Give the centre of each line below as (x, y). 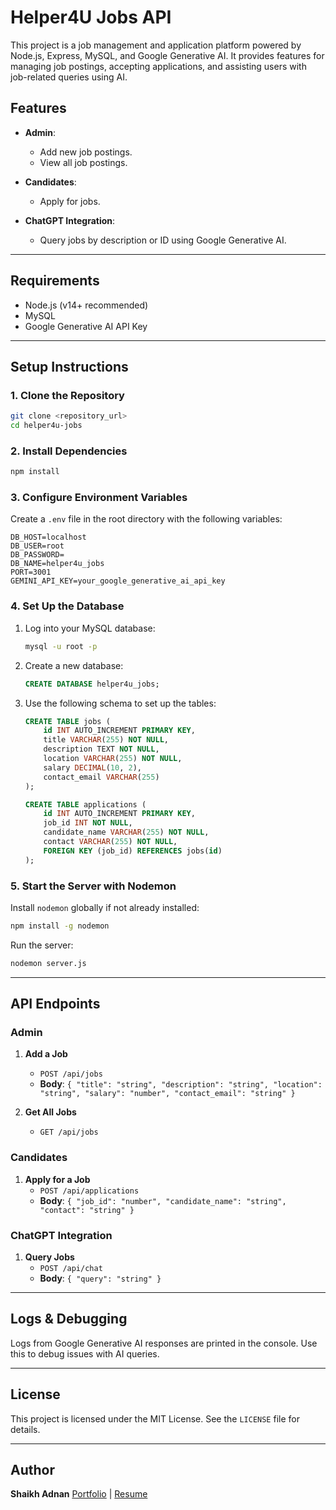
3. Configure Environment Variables (99, 498)
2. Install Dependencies (69, 451)
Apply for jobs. (70, 201)
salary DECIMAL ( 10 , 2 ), (92, 767)
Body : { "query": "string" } (100, 1278)
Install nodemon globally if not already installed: (105, 907)
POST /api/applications (89, 1191)
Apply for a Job (57, 1179)
